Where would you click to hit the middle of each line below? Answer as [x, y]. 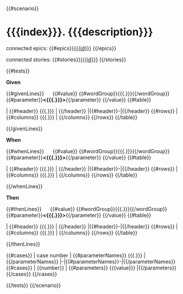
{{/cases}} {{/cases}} [31, 274]
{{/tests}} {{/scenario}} [34, 285]
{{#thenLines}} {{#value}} [41, 209]
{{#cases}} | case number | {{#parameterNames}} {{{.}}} [74, 255]
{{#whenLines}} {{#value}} [42, 151]
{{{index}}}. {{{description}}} [80, 32]
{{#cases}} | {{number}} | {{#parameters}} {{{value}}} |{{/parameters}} [91, 268]
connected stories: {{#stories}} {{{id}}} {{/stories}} [66, 59]
